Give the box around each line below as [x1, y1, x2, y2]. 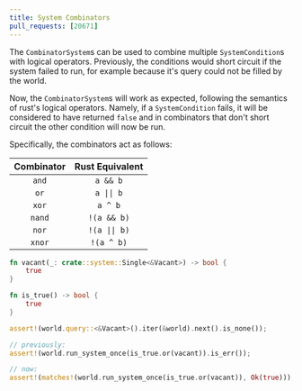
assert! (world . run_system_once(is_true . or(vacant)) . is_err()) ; [9, 349, 252, 358]
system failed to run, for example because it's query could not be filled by [9, 65, 283, 77]
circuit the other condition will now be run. [9, 121, 166, 132]
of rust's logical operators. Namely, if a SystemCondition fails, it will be [9, 102, 268, 113]
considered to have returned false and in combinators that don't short [9, 112, 270, 123]
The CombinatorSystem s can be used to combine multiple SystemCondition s [9, 46, 285, 57]
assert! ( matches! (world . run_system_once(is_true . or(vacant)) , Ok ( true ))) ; [9, 373, 296, 383]
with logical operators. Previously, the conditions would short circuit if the [9, 56, 281, 67]
